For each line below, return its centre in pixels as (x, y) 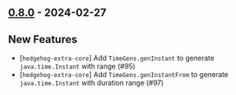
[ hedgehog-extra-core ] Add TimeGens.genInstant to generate (117, 58)
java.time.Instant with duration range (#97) (92, 83)
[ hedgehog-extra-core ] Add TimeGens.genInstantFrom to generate (124, 75)
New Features (43, 39)
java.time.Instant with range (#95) (77, 66)
